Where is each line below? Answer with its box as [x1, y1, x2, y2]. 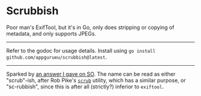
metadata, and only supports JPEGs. [6, 30, 97, 37]
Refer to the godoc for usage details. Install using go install [6, 47, 156, 54]
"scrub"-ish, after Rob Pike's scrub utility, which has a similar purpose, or [6, 76, 186, 84]
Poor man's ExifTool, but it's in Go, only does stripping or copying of [6, 24, 175, 31]
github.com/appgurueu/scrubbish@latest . [6, 53, 107, 60]
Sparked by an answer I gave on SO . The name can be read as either [6, 70, 176, 78]
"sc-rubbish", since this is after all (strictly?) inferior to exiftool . [6, 83, 164, 90]
